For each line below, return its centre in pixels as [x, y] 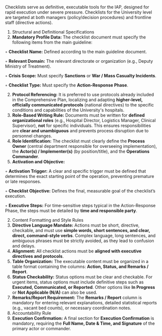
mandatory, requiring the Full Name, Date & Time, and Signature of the [83, 323]
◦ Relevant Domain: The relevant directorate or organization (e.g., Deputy [79, 61]
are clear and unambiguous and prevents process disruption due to [80, 131]
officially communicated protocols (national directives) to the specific [83, 105]
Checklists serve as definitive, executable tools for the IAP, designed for [77, 7]
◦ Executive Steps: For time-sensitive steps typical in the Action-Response [80, 205]
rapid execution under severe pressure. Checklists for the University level [79, 12]
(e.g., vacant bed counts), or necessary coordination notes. [72, 308]
